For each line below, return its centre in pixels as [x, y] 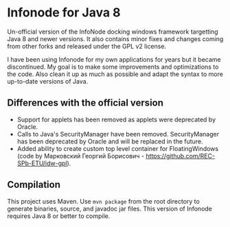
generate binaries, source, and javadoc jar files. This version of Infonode [110, 208]
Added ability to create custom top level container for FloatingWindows [117, 148]
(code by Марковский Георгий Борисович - [80, 156]
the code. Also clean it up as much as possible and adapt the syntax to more [115, 74]
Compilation [34, 185]
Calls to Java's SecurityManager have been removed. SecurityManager [118, 134]
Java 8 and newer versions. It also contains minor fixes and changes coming [115, 38]
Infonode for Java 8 [64, 13]
